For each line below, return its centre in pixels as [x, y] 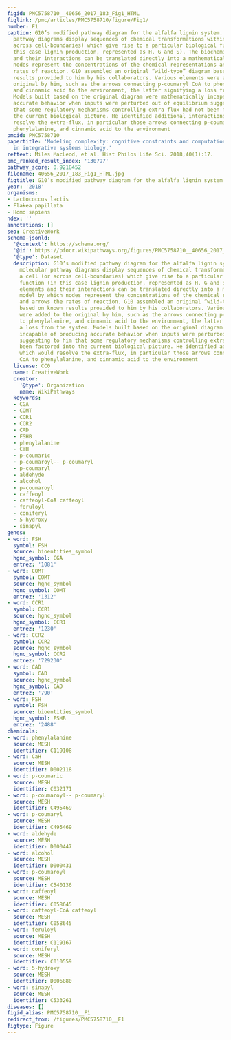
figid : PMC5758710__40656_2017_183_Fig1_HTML [73, 13]
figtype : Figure [30, 1026]
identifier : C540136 [43, 885]
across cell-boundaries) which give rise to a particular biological [115, 45]
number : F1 [23, 26]
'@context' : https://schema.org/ [61, 244]
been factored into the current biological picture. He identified [118, 347]
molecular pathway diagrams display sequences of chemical [106, 269]
